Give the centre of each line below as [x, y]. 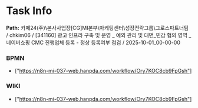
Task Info [29, 11]
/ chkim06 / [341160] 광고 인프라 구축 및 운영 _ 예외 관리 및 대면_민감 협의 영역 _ [99, 35]
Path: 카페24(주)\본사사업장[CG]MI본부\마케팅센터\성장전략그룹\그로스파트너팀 [98, 28]
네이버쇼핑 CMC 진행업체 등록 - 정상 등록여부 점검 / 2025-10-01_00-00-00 [93, 42]
